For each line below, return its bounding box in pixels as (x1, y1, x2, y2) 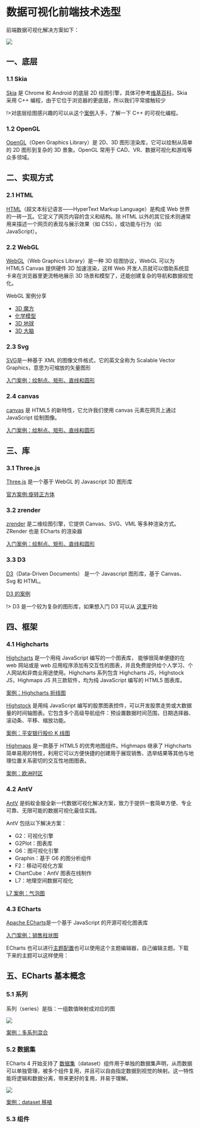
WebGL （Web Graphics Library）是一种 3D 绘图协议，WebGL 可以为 (6, 257, 175, 264)
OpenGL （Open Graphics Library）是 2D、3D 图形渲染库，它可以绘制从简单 (6, 138, 193, 146)
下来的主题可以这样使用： (6, 952, 69, 959)
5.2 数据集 (6, 1045, 36, 1054)
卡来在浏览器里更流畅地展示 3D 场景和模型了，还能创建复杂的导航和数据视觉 (6, 272, 193, 279)
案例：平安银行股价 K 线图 (6, 729, 70, 737)
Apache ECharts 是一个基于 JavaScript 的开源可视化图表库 (6, 919, 148, 927)
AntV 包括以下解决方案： (6, 819, 67, 826)
